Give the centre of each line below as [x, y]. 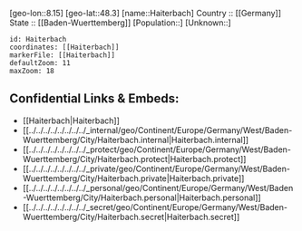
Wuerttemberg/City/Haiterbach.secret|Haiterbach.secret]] [131, 217]
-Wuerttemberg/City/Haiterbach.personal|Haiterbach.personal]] [141, 197]
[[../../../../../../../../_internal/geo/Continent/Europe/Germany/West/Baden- [157, 130]
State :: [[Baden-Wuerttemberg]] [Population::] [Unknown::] [120, 23]
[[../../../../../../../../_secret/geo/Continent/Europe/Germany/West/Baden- [155, 207]
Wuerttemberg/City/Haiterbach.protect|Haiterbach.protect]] [134, 159]
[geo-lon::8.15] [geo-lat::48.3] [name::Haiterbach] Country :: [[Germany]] [146, 13]
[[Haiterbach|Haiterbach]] [71, 120]
